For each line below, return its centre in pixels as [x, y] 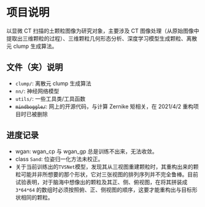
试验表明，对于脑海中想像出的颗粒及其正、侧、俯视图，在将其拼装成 [101, 182]
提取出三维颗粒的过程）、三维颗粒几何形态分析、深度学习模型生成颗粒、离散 [102, 38]
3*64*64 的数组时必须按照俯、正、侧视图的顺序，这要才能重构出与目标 [103, 189]
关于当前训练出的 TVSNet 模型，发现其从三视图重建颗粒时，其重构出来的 [104, 166]
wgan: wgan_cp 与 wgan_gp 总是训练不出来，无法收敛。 [86, 151]
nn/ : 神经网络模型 [37, 91]
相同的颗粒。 [37, 197]
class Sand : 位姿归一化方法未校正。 [59, 159]
